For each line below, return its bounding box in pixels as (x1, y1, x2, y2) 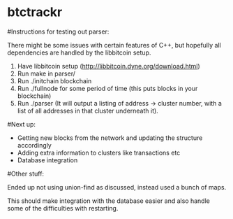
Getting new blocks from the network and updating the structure (17, 134, 203, 142)
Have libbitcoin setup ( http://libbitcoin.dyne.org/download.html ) (17, 62, 200, 70)
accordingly (17, 141, 52, 149)
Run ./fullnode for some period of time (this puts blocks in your (17, 84, 198, 92)
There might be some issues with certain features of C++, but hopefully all (7, 41, 221, 49)
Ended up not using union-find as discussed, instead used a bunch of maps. (7, 183, 227, 191)
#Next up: (7, 120, 36, 128)
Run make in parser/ (17, 69, 75, 78)
